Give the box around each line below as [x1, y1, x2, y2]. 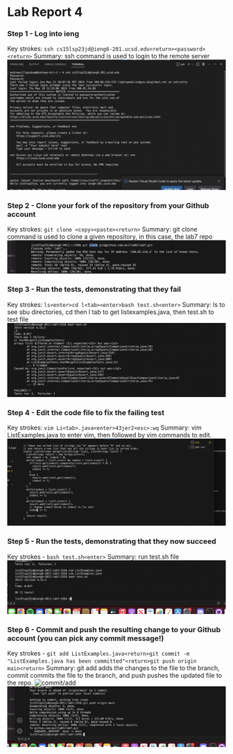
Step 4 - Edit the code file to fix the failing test [7, 407, 165, 417]
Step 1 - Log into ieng [7, 29, 80, 39]
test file [7, 315, 29, 323]
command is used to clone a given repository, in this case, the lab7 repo [7, 233, 213, 241]
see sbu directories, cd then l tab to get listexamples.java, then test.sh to [7, 308, 215, 316]
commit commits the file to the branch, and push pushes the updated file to [7, 672, 223, 680]
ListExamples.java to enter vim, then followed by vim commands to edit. [7, 431, 212, 439]
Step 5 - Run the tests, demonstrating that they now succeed [7, 536, 216, 546]
